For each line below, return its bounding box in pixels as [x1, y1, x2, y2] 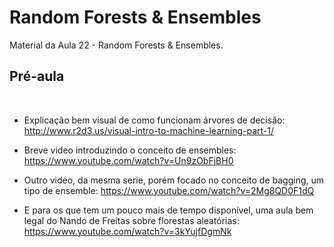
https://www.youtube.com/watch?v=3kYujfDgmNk [23, 225, 232, 237]
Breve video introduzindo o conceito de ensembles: [23, 144, 237, 156]
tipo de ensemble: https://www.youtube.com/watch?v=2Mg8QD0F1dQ [23, 184, 315, 196]
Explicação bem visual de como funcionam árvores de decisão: [23, 114, 286, 126]
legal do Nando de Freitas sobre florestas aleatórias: [23, 214, 240, 226]
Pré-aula [9, 68, 65, 85]
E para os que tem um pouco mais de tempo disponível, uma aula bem [23, 204, 314, 216]
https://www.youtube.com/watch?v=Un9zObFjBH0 [23, 154, 234, 166]
